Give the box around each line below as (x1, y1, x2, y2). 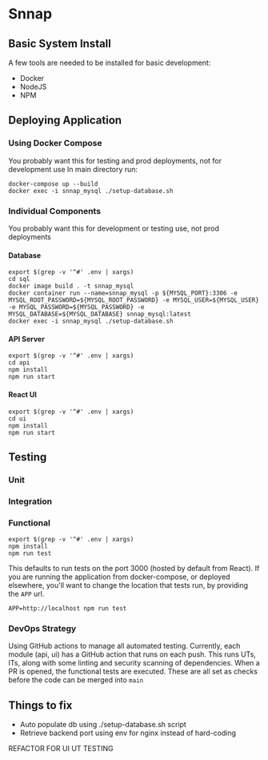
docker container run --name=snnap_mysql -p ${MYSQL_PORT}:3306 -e (8, 289, 238, 297)
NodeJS (19, 82, 47, 91)
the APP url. (8, 589, 45, 599)
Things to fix (8, 698, 73, 712)
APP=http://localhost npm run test (8, 605, 127, 613)
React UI (8, 389, 38, 399)
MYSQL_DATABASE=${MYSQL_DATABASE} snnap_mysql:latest (8, 310, 192, 319)
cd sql (8, 275, 30, 283)
